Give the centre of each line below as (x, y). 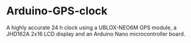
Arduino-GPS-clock (57, 11)
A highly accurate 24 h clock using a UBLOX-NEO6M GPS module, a (92, 27)
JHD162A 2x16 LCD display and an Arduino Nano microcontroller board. (96, 33)
